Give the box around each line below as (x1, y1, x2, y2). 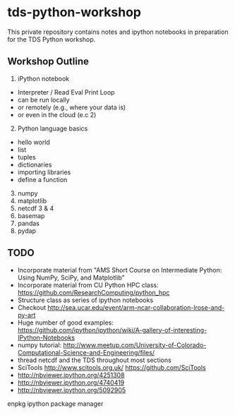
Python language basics (17, 124, 88, 133)
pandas (17, 219, 40, 227)
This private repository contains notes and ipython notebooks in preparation (7, 28, 229, 36)
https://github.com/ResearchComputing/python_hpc (17, 288, 170, 296)
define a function (17, 175, 68, 184)
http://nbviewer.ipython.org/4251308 (17, 371, 125, 379)
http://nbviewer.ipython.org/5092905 (17, 385, 126, 394)
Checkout (17, 303, 47, 311)
